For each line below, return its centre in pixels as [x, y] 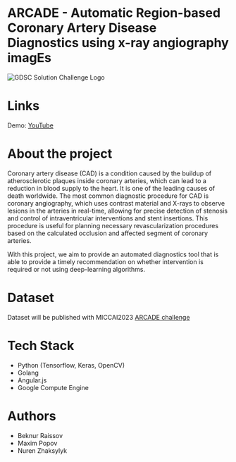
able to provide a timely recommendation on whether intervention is [106, 261]
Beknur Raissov [40, 435]
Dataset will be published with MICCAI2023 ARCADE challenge [99, 317]
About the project [60, 154]
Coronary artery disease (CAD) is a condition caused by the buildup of [110, 173]
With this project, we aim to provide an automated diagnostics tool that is [113, 254]
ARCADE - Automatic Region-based [114, 13]
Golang [28, 373]
